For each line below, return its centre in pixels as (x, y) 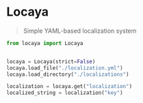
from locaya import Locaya (45, 43)
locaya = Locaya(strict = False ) (51, 61)
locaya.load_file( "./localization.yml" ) (65, 68)
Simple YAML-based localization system (80, 31)
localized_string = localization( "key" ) (65, 93)
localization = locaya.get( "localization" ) (69, 87)
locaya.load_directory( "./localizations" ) (68, 74)
